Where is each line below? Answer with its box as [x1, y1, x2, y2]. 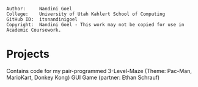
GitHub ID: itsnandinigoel [6, 16, 78, 23]
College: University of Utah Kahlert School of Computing [6, 11, 166, 17]
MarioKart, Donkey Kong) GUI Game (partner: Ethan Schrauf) [6, 74, 160, 81]
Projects [6, 47, 50, 61]
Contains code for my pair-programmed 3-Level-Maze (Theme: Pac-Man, [6, 67, 193, 74]
